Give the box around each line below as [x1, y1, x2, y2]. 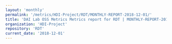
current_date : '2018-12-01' [5, 31, 66, 36]
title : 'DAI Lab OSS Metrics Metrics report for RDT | [5, 17, 125, 22]
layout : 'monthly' [5, 7, 45, 13]
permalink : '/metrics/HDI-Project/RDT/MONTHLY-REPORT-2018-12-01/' [5, 12, 153, 17]
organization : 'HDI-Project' [5, 21, 68, 27]
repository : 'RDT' [5, 26, 45, 31]
